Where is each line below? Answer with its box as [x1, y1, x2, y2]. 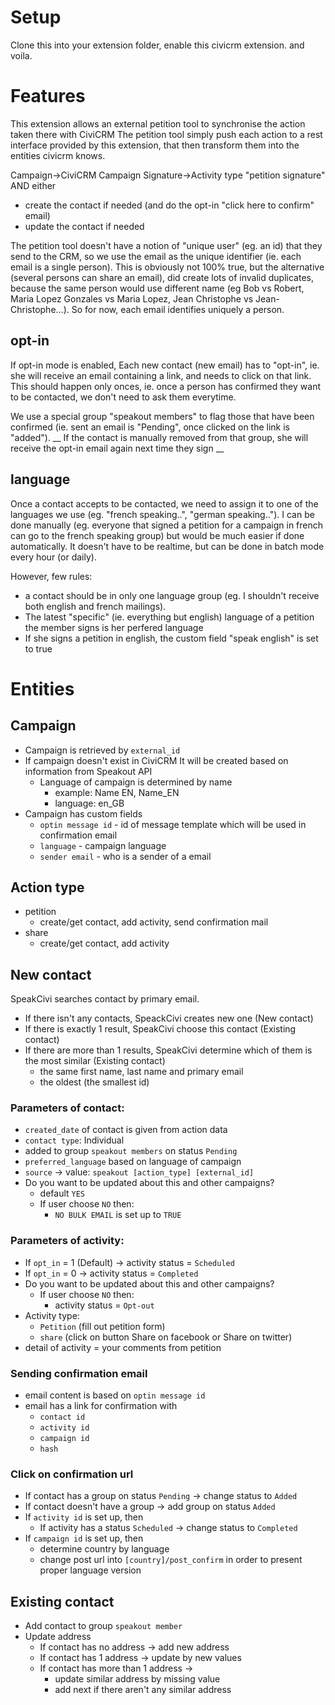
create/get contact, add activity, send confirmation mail [39, 916, 269, 928]
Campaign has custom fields [24, 807, 143, 820]
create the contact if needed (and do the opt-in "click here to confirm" [24, 199, 315, 211]
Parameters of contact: [10, 1101, 125, 1115]
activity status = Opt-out [54, 1299, 155, 1311]
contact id [39, 1412, 86, 1423]
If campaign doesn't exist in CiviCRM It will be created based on [24, 754, 289, 766]
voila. [10, 49, 33, 61]
